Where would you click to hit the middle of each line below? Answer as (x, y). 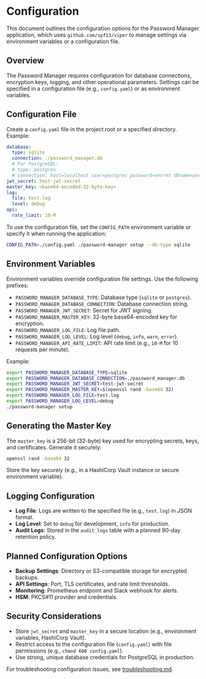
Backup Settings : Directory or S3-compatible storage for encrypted (101, 571)
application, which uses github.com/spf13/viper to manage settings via (97, 34)
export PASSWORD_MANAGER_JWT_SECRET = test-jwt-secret (75, 384)
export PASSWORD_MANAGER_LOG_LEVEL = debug (60, 401)
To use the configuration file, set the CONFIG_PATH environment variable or (99, 227)
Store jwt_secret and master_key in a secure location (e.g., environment (106, 631)
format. (25, 518)
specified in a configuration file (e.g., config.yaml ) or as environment (93, 88)
